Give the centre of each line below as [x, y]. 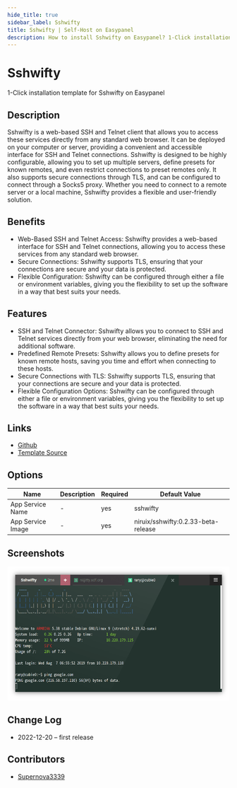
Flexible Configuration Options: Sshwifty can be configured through [116, 391]
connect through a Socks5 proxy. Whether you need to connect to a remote [117, 185]
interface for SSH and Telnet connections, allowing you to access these [121, 246]
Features [27, 314]
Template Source [42, 453]
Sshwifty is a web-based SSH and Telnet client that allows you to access [113, 132]
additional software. [46, 346]
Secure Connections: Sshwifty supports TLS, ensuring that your [110, 261]
